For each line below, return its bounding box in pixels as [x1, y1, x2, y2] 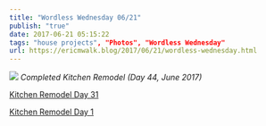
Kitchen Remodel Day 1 [9, 106, 95, 117]
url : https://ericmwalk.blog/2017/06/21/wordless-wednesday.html [9, 46, 257, 55]
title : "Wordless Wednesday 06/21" [9, 13, 142, 22]
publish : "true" [9, 21, 70, 30]
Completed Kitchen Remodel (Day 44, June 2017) [20, 72, 203, 83]
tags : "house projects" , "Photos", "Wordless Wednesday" [9, 38, 226, 47]
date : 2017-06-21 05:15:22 [9, 29, 110, 38]
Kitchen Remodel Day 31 [9, 89, 99, 100]
